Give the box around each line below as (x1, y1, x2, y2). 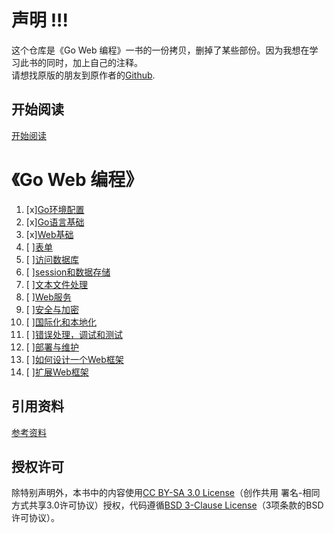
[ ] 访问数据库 (25, 253, 79, 265)
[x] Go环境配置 (25, 203, 85, 215)
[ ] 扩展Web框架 (25, 366, 89, 378)
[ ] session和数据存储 (25, 266, 111, 278)
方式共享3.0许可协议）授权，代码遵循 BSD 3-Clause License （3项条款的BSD (11, 499, 324, 511)
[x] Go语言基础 (25, 216, 85, 228)
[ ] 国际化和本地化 (25, 316, 97, 328)
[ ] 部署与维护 (25, 341, 79, 353)
